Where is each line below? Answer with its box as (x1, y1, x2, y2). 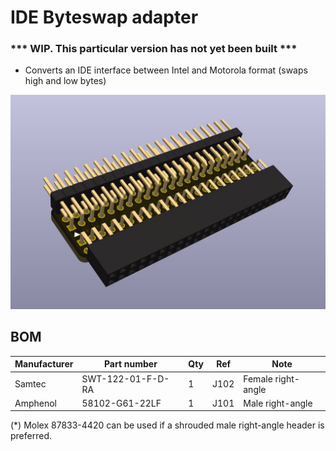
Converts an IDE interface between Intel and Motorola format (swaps (24, 64, 308, 76)
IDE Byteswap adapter (10, 6, 199, 29)
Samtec (14, 378, 47, 390)
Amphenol (14, 397, 57, 409)
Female (243, 372, 273, 385)
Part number (103, 358, 158, 370)
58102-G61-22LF (81, 397, 162, 409)
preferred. (10, 430, 53, 442)
